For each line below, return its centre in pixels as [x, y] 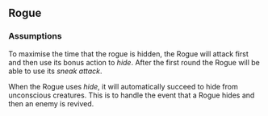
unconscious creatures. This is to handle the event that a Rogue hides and [132, 95]
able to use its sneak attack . [55, 71]
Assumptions [35, 36]
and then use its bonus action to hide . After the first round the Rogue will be [134, 62]
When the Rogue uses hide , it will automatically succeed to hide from [123, 86]
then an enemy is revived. [51, 103]
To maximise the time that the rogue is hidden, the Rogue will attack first [128, 54]
